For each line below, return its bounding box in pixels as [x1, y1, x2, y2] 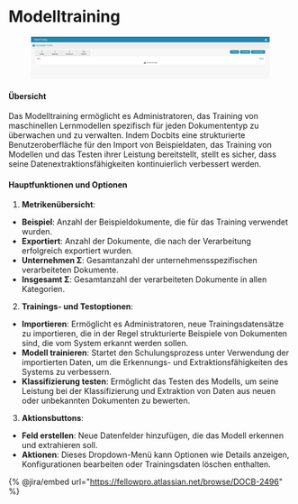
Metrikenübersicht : [21, 199, 96, 210]
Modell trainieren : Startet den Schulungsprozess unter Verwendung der [21, 347, 290, 358]
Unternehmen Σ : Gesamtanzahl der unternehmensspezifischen [21, 255, 257, 266]
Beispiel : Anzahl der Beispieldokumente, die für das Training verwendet [21, 216, 289, 227]
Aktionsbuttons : [21, 413, 85, 424]
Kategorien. [21, 284, 65, 295]
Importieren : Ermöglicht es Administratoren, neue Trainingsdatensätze [21, 318, 284, 330]
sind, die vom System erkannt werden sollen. [21, 338, 189, 349]
